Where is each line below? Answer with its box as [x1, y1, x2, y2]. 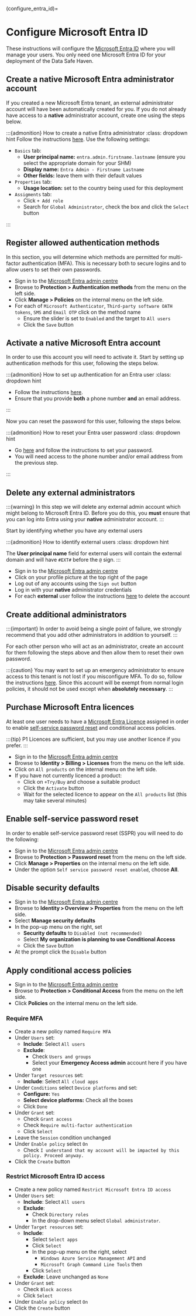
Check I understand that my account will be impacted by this [23, 1146, 180, 1153]
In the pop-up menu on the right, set [14, 924, 102, 931]
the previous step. [14, 459, 59, 466]
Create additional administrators [6, 609, 127, 619]
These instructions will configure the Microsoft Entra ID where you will [6, 45, 176, 52]
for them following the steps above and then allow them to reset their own [6, 649, 184, 656]
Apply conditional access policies [6, 965, 132, 975]
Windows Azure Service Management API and [40, 1254, 146, 1261]
